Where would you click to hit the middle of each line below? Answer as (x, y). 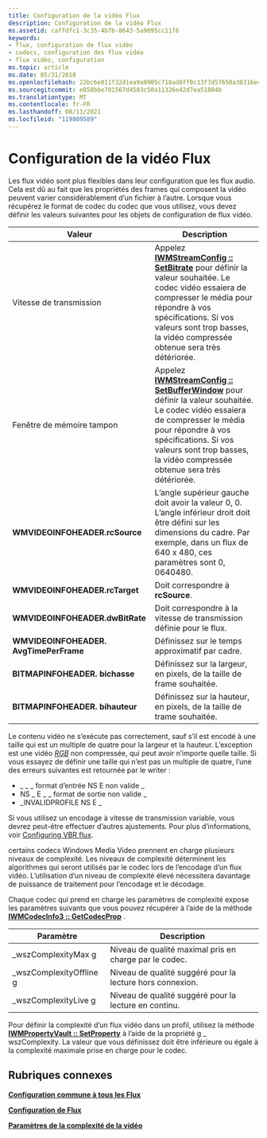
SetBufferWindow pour (199, 389)
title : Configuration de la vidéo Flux (74, 16)
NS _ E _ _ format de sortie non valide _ (83, 794)
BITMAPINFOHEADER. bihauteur (75, 706)
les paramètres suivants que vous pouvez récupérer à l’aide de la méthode (130, 908)
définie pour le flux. (191, 628)
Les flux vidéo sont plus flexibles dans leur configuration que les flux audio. (132, 181)
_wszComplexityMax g (54, 954)
